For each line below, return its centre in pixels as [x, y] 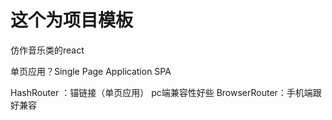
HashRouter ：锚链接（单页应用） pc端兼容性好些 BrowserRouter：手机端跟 [166, 92]
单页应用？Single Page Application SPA [91, 71]
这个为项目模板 [72, 20]
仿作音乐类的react [47, 50]
